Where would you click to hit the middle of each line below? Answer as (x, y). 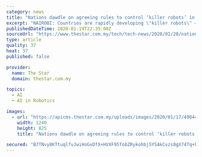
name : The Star (31, 73)
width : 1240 (32, 123)
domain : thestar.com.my (41, 79)
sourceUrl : (20, 34)
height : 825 (32, 128)
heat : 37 (17, 51)
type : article (24, 40)
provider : (19, 67)
